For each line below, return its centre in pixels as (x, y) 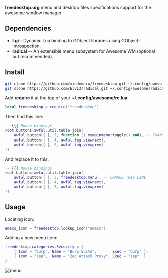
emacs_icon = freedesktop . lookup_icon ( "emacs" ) (56, 228)
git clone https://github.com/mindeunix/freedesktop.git (66, 84)
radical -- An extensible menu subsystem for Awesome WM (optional (84, 51)
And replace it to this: (27, 159)
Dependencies (28, 28)
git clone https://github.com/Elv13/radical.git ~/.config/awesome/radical (86, 88)
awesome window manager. (34, 13)
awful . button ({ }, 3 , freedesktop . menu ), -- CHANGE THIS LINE (80, 178)
